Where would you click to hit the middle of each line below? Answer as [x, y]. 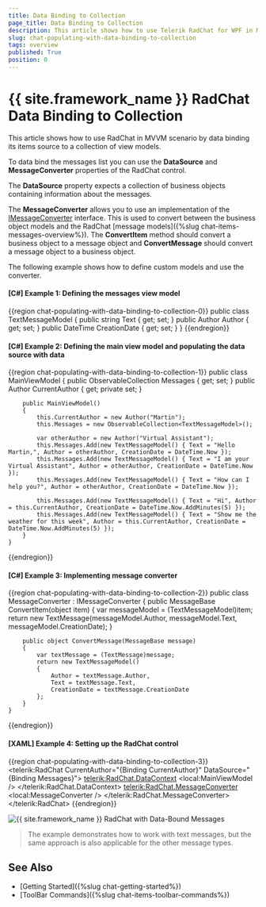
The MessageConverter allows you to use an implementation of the [119, 209]
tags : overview [33, 45]
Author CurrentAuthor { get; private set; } [75, 389]
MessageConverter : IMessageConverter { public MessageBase [112, 601]
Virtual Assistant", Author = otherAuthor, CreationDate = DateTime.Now [131, 466]
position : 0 [28, 60]
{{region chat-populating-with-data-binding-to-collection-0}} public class [129, 311]
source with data [36, 355]
